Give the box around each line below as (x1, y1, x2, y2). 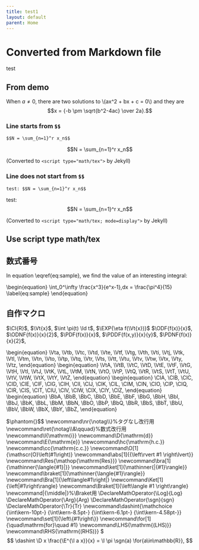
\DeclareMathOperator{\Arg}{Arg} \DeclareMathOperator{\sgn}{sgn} (6, 496, 175, 503)
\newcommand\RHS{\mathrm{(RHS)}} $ (6, 527, 104, 535)
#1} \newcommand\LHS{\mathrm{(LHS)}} (70, 521, 172, 529)
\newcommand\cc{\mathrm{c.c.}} (6, 444, 89, 451)
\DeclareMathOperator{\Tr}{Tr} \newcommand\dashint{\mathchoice (6, 502, 172, 510)
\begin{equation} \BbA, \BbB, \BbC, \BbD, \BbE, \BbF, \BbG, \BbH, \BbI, (6, 393, 180, 400)
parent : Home (6, 20, 39, 26)
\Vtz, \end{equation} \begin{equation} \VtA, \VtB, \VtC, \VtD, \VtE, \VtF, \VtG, (6, 361, 192, 368)
